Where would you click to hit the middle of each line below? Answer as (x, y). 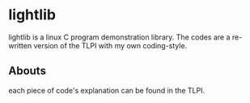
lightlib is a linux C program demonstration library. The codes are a (119, 37)
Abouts (28, 71)
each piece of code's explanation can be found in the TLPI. (106, 90)
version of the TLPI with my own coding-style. (110, 45)
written (20, 45)
